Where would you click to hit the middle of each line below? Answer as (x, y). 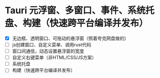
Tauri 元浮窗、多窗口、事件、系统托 (80, 10)
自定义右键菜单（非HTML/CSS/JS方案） (54, 58)
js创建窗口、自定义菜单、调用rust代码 (52, 45)
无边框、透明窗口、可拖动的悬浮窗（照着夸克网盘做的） (70, 38)
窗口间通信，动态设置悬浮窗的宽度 (48, 51)
